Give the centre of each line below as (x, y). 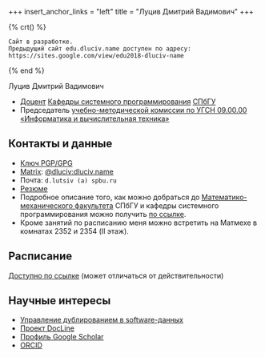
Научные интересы (60, 301)
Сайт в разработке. (41, 42)
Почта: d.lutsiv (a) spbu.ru (68, 180)
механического (46, 205)
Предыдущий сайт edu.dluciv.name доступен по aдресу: (100, 49)
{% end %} (27, 70)
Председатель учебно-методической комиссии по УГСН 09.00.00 (133, 110)
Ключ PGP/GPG (46, 162)
